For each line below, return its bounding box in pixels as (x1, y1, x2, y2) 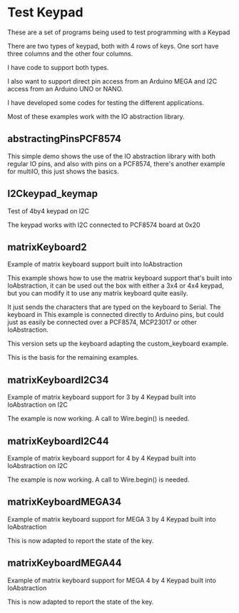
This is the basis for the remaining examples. (7, 353, 139, 362)
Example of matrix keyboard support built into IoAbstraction (7, 260, 183, 268)
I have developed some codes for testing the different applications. (7, 98, 205, 107)
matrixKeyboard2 (7, 240, 87, 253)
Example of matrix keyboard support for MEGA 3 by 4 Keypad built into (7, 515, 216, 523)
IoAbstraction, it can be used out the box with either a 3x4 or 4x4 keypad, (7, 281, 225, 290)
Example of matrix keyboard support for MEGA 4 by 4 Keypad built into (7, 576, 216, 584)
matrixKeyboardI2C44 (7, 435, 109, 447)
